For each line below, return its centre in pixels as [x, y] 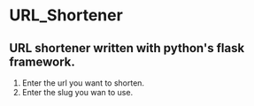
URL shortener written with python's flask [127, 48]
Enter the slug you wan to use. [77, 92]
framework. [42, 61]
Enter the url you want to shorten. [83, 83]
